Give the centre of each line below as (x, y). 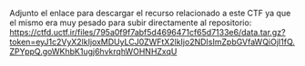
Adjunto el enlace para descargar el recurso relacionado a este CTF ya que (150, 13)
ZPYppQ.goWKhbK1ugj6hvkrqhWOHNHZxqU (93, 52)
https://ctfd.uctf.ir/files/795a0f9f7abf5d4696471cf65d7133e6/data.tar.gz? (147, 32)
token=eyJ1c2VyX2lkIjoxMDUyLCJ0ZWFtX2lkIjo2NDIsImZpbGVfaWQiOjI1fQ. (152, 42)
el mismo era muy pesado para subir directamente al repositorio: (131, 23)
